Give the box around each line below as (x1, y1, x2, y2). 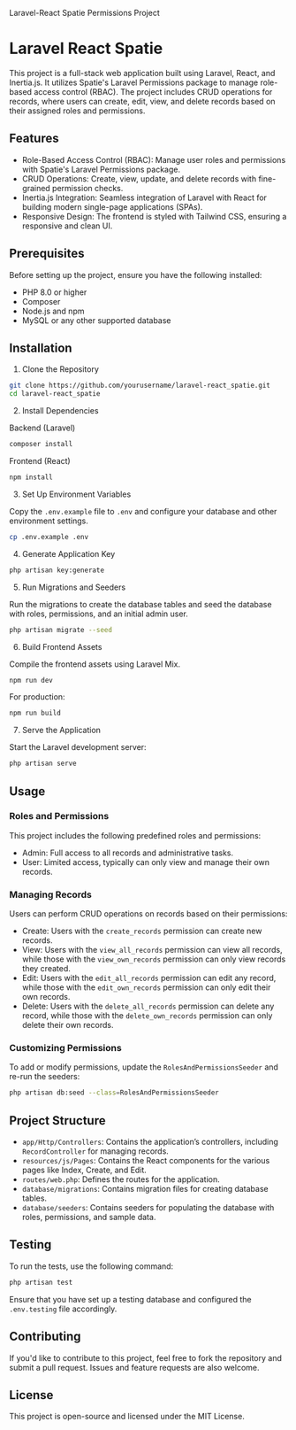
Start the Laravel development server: (9, 742, 148, 753)
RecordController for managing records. (21, 1146, 170, 1156)
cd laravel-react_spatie (9, 390, 101, 398)
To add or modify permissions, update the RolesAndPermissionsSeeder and (9, 1062, 278, 1072)
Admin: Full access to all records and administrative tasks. (21, 847, 234, 858)
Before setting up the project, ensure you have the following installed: (9, 269, 262, 280)
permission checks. (51, 182, 124, 193)
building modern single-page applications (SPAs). (21, 201, 203, 212)
